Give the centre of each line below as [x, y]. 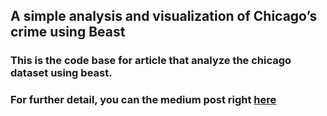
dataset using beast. [61, 73]
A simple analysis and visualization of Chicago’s [164, 16]
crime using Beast [68, 32]
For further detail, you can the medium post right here [143, 100]
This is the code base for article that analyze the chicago [151, 61]
